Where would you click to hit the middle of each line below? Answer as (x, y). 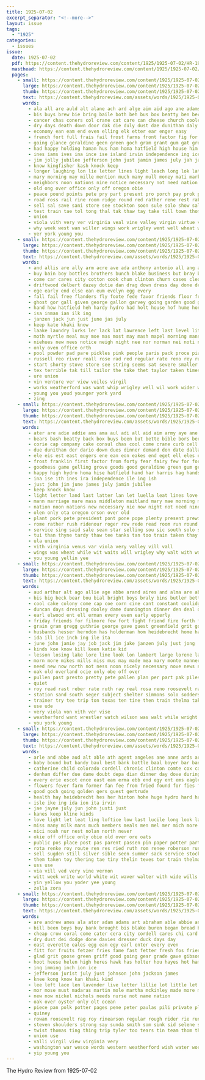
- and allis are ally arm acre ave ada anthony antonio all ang (112, 268)
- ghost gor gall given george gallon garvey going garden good (112, 302)
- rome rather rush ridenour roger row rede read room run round (113, 524)
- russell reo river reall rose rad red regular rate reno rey (110, 359)
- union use (44, 1036)
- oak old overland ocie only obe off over (84, 672)
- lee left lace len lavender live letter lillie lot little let (113, 985)
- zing (37, 399)
